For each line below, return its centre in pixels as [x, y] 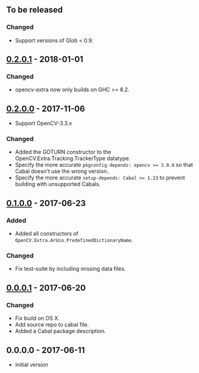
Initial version [31, 365]
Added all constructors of [47, 234]
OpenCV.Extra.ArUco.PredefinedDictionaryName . [74, 240]
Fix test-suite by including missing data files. [70, 269]
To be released [35, 10]
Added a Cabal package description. [61, 331]
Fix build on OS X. [37, 318]
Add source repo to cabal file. [52, 325]
